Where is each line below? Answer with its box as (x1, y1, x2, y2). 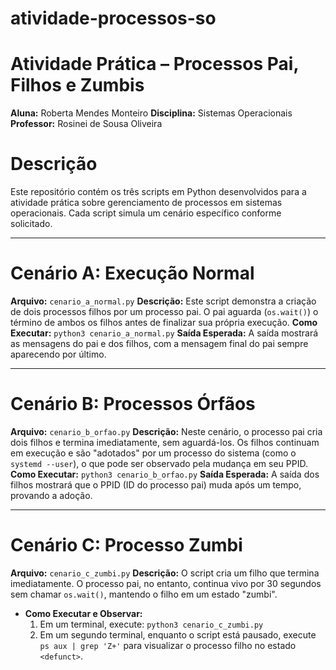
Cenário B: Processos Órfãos (10, 393, 256, 416)
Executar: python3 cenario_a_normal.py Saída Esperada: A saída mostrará (10, 327, 319, 339)
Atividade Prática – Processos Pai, (10, 53, 299, 76)
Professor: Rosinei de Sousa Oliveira (10, 118, 163, 130)
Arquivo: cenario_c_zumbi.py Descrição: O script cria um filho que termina (10, 567, 320, 579)
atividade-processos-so (10, 7, 217, 30)
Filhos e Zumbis (10, 74, 145, 97)
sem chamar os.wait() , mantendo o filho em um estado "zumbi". (10, 588, 278, 600)
